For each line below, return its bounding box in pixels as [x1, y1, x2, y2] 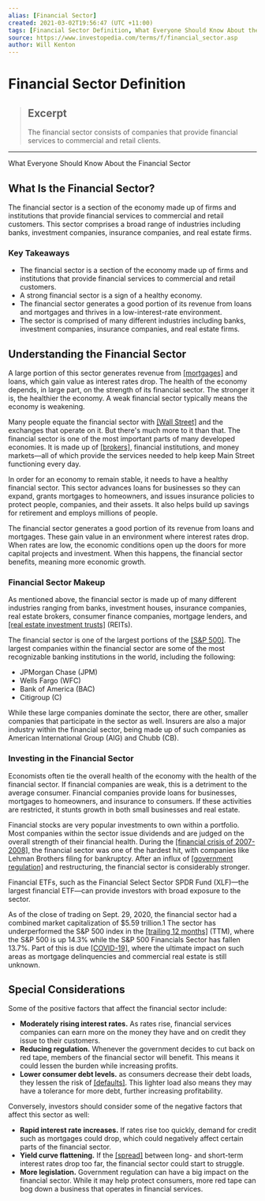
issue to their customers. [19, 1036, 101, 1045]
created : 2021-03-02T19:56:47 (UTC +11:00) [8, 19, 154, 27]
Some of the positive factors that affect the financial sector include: [8, 1004, 227, 1013]
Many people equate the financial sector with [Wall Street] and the [8, 417, 223, 427]
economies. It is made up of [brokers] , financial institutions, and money [8, 442, 239, 452]
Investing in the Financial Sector [8, 753, 134, 764]
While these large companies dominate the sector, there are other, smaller [8, 708, 248, 718]
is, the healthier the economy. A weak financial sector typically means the [8, 393, 248, 403]
